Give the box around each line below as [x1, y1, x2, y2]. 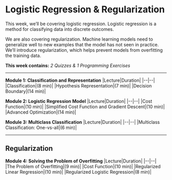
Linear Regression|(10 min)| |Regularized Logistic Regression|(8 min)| [5, 169, 152, 175]
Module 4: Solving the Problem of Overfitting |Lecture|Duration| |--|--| [5, 158, 157, 164]
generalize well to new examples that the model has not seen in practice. [5, 41, 159, 47]
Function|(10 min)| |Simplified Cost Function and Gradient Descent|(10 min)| [5, 103, 165, 110]
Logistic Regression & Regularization [5, 4, 165, 15]
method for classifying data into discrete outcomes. [5, 26, 114, 32]
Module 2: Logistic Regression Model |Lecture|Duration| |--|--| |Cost [5, 98, 153, 104]
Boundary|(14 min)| [5, 88, 46, 94]
